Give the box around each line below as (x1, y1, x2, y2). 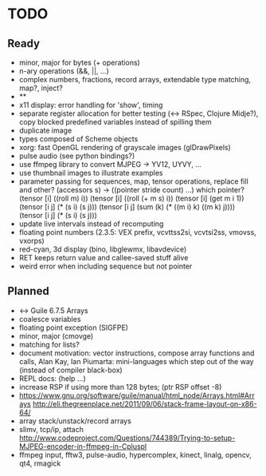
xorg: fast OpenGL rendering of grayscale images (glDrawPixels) (18, 143, 232, 152)
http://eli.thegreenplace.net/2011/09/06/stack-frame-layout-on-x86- (32, 399, 257, 408)
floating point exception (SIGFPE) (18, 323, 129, 332)
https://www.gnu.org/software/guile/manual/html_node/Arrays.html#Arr (18, 391, 256, 400)
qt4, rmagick (18, 458, 61, 468)
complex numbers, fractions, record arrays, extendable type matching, (18, 75, 252, 84)
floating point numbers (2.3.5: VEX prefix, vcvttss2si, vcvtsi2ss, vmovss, (18, 228, 256, 236)
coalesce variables (18, 314, 81, 323)
